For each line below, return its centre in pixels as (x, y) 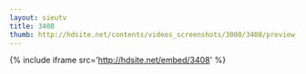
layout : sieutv (38, 18)
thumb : (22, 34)
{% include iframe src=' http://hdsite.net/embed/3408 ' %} (117, 60)
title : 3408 (32, 26)
